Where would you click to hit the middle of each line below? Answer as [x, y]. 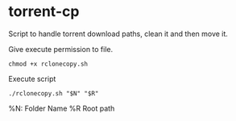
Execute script [32, 79]
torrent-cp [44, 12]
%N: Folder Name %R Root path [62, 108]
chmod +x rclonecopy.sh [48, 64]
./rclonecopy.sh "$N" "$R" [54, 93]
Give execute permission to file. [61, 49]
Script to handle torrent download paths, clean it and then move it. [118, 34]
